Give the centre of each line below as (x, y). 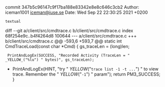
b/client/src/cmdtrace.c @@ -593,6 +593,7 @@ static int (64, 41)
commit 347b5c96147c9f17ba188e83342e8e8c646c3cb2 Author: (72, 7)
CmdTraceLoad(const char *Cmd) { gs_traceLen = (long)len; (68, 46)
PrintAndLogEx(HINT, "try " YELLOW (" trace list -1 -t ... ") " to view (85, 69)
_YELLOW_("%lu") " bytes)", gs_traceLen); (50, 60)
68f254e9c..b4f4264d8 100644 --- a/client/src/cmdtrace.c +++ (71, 36)
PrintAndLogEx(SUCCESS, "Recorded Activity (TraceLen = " (69, 55)
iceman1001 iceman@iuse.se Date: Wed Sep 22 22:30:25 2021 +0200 (77, 12)
